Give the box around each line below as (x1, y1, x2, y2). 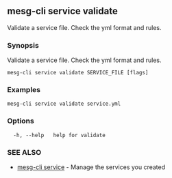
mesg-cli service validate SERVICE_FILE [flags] (7, 70, 149, 76)
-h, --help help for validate (13, 132, 106, 138)
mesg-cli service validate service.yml (7, 100, 121, 108)
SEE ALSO (7, 147, 42, 157)
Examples (7, 85, 41, 95)
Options (7, 116, 34, 125)
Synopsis (7, 40, 39, 50)
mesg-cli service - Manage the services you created (16, 163, 166, 171)
